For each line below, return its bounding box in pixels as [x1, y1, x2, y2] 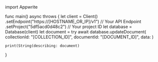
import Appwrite [5, 4, 38, 10]
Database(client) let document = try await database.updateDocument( [5, 29, 147, 34]
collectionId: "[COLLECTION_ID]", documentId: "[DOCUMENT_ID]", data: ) [5, 34, 154, 40]
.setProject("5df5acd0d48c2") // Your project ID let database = [5, 24, 132, 30]
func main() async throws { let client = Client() [5, 14, 98, 19]
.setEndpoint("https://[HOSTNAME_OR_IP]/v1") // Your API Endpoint [5, 19, 141, 24]
